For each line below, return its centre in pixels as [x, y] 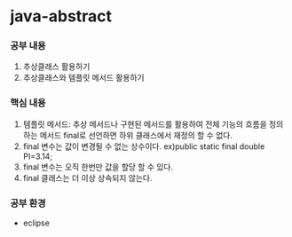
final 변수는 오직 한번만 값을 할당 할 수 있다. [98, 167]
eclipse [36, 223]
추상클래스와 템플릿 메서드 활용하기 [83, 78]
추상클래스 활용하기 [56, 67]
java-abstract [61, 16]
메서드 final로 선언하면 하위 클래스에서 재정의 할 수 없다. [136, 135]
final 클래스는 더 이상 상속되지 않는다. [87, 178]
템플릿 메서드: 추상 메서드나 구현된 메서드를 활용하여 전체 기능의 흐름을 [145, 124]
